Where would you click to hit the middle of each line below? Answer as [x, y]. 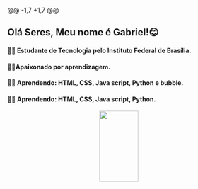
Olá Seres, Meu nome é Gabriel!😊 [83, 32]
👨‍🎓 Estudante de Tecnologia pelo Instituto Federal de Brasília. [99, 50]
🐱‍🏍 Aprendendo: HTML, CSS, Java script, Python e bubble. [95, 83]
